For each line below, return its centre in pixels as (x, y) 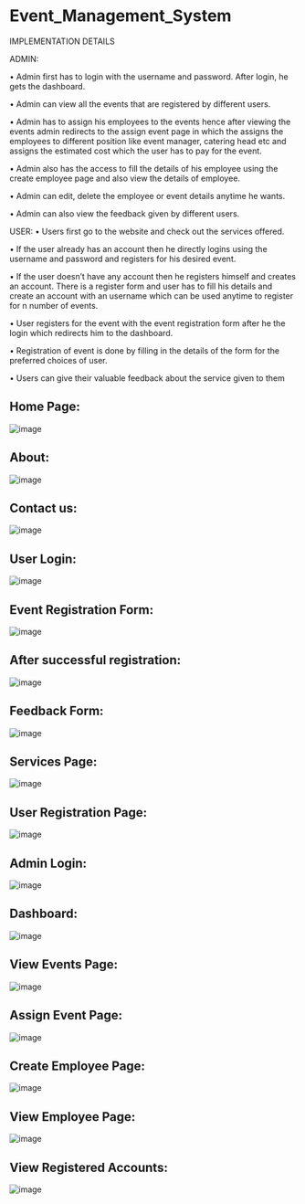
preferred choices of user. (58, 360)
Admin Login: (48, 863)
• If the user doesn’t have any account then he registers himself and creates (153, 276)
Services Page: (53, 762)
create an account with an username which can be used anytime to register (152, 296)
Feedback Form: (57, 711)
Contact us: (43, 508)
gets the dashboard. (47, 86)
